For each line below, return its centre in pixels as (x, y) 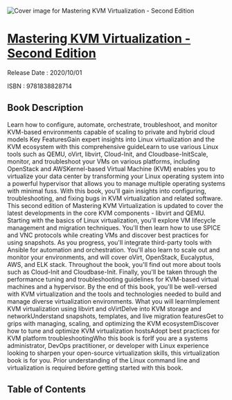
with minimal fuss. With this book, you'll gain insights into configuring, (107, 191)
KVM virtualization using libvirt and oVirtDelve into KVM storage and (104, 308)
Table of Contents (47, 389)
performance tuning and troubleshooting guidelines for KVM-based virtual (113, 279)
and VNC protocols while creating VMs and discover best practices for (108, 235)
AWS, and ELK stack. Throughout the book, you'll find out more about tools (114, 264)
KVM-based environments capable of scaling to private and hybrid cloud (111, 132)
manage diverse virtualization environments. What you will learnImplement (114, 301)
